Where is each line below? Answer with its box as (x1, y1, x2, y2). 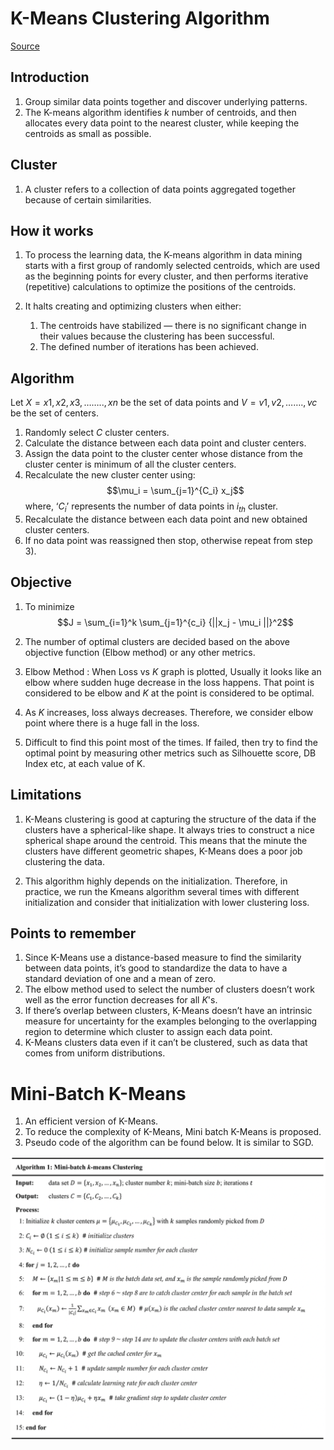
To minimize (24, 600, 75, 612)
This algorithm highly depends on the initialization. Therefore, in (24, 875, 288, 887)
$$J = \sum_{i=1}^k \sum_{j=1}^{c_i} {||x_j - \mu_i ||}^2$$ (57, 616, 294, 628)
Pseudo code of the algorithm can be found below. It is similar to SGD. (24, 1137, 314, 1149)
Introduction (10, 69, 90, 86)
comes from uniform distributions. (24, 1047, 166, 1059)
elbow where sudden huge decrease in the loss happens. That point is (24, 676, 315, 688)
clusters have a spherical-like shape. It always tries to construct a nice (24, 823, 315, 836)
